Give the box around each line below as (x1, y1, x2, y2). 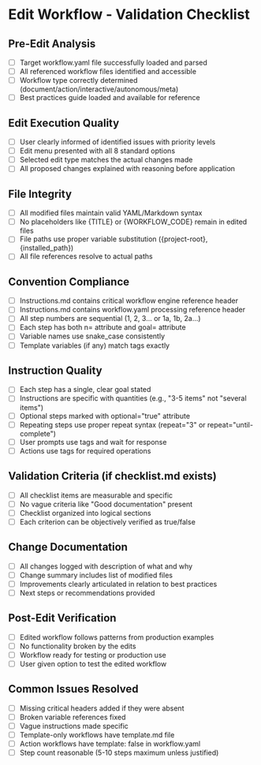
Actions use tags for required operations (19, 446, 151, 455)
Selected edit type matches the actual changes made (19, 155, 193, 165)
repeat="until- (207, 420, 254, 429)
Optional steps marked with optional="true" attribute (19, 411, 191, 420)
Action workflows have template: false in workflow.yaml (19, 739, 201, 748)
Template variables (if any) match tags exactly (19, 341, 170, 350)
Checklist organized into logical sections (19, 508, 151, 517)
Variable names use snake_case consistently (19, 331, 166, 341)
